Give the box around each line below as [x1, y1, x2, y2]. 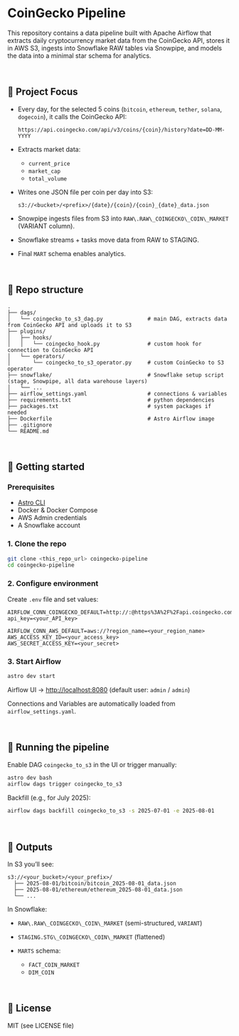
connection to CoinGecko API [7, 346, 94, 354]
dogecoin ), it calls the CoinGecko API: [17, 112, 127, 121]
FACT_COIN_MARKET [28, 962, 80, 969]
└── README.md [7, 427, 50, 435]
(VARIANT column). [17, 221, 75, 230]
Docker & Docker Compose [17, 506, 98, 514]
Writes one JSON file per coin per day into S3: [17, 188, 153, 196]
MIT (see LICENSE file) [7, 1021, 75, 1030]
